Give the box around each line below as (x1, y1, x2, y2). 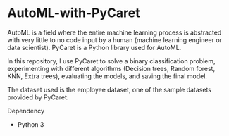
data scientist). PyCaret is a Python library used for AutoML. (7, 43, 182, 51)
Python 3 (17, 120, 44, 128)
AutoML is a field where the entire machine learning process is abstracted (7, 28, 222, 37)
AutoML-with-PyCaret (7, 5, 140, 21)
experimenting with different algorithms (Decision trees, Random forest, (7, 64, 216, 73)
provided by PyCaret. (7, 93, 69, 101)
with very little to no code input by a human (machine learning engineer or (7, 35, 223, 44)
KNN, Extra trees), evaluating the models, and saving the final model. (7, 72, 208, 80)
